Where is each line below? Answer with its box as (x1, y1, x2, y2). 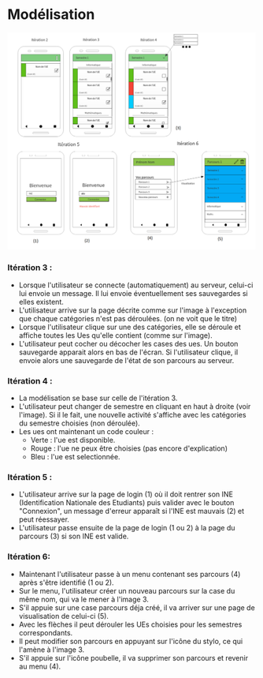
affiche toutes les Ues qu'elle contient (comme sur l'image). (18, 330, 213, 340)
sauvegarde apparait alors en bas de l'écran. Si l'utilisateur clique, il (18, 347, 239, 357)
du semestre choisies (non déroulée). (18, 418, 141, 428)
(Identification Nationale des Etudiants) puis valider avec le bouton (18, 498, 235, 508)
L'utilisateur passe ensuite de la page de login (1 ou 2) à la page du (18, 523, 235, 533)
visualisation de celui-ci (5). (18, 611, 109, 620)
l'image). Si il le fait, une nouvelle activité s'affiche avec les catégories (18, 410, 246, 420)
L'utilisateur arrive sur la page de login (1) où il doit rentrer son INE (18, 489, 234, 499)
